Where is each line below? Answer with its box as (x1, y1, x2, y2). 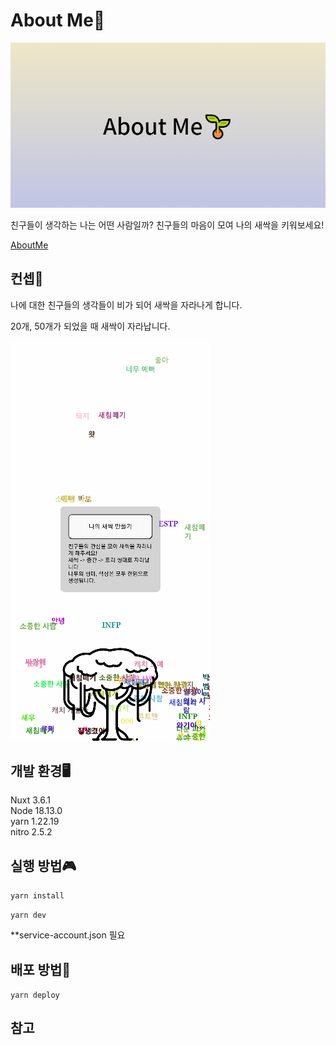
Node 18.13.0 (10, 805, 63, 817)
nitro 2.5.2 (10, 826, 53, 838)
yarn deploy (10, 990, 60, 1000)
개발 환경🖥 (10, 762, 71, 779)
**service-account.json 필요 (10, 929, 126, 941)
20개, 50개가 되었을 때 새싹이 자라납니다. (10, 320, 171, 332)
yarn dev (10, 910, 47, 921)
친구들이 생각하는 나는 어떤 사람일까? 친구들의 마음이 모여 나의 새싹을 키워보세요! (10, 219, 325, 231)
